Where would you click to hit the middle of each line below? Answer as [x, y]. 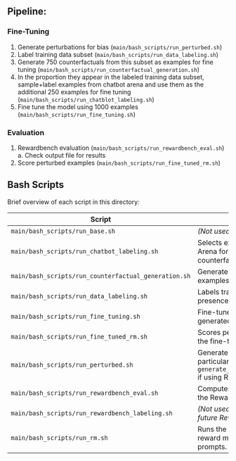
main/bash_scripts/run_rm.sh [59, 438]
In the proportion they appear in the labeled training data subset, [111, 77]
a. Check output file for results [61, 155]
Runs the [212, 429]
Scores [209, 332]
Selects [210, 242]
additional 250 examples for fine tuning [74, 91]
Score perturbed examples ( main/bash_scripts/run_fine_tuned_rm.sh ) [119, 163]
